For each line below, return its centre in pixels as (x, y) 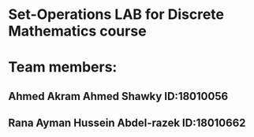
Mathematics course (78, 31)
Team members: (63, 67)
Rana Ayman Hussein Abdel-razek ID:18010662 (127, 123)
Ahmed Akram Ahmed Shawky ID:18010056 (118, 96)
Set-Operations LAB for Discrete (116, 15)
